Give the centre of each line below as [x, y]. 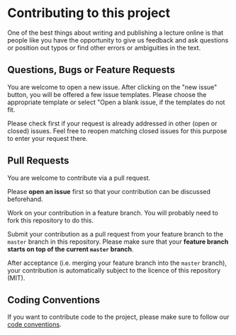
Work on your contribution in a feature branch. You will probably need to [113, 212]
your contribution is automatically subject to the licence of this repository [114, 270]
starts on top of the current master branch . [71, 249]
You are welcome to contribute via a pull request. [79, 178]
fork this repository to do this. [51, 220]
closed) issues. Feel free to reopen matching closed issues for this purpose [117, 131]
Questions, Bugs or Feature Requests [91, 70]
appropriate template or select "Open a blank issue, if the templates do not [116, 102]
